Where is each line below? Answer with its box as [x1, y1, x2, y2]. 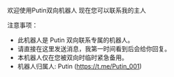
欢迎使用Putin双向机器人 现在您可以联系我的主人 [7, 6, 147, 14]
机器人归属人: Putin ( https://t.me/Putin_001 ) [17, 62, 142, 70]
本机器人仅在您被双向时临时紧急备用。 [17, 53, 128, 62]
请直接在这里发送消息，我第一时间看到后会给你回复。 [17, 45, 171, 52]
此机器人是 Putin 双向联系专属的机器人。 [17, 36, 134, 44]
